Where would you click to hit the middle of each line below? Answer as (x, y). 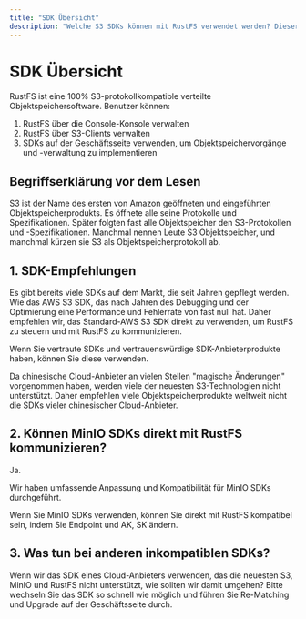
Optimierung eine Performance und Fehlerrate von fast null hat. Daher (140, 312)
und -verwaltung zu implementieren (90, 153)
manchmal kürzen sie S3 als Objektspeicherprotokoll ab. (115, 242)
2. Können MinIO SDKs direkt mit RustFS (126, 434)
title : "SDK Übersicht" (55, 18)
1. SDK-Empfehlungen (73, 271)
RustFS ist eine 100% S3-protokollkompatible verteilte (111, 96)
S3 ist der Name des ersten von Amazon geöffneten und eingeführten (140, 203)
